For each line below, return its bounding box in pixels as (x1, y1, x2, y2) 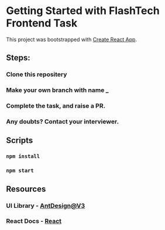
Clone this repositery (6, 70, 67, 78)
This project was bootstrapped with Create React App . (6, 36, 137, 43)
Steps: (6, 53, 30, 63)
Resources (6, 184, 46, 194)
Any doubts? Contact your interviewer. (6, 118, 119, 126)
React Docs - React (6, 217, 62, 225)
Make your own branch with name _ (6, 86, 109, 94)
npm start (6, 167, 34, 174)
